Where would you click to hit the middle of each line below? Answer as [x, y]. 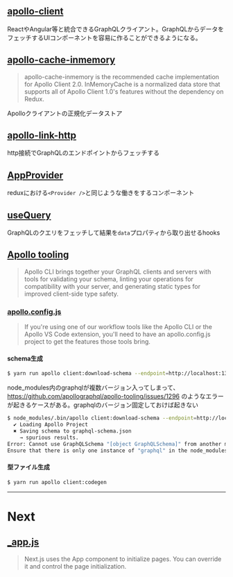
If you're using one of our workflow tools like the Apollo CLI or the [118, 327]
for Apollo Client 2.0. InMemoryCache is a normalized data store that [122, 84]
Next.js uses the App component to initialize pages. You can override [123, 559]
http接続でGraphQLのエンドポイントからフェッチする [84, 153]
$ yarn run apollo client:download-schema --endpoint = [88, 374]
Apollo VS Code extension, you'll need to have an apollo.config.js [117, 334]
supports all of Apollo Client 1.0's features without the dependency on [124, 91]
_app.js [23, 542]
